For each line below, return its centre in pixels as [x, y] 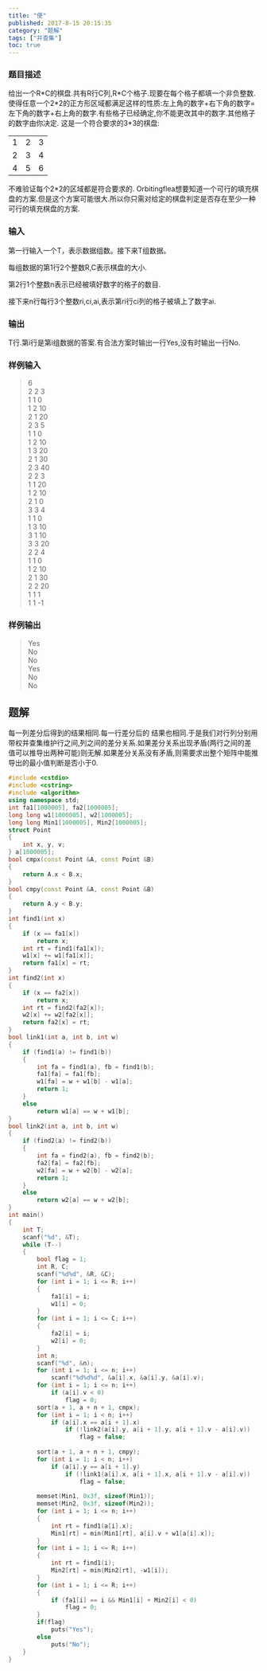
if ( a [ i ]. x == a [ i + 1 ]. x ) [95, 1423]
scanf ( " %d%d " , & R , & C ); [76, 1274]
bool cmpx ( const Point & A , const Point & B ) [81, 860]
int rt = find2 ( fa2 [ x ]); [64, 1008]
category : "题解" [36, 30]
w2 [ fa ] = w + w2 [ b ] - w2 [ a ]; [85, 1170]
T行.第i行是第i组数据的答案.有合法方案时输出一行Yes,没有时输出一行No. [124, 342]
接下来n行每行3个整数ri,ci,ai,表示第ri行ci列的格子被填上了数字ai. [112, 301]
